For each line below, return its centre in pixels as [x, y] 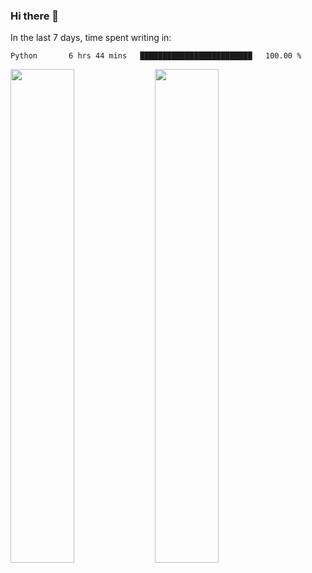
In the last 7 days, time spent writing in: [91, 38]
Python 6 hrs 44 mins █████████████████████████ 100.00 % [156, 56]
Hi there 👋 [35, 16]
